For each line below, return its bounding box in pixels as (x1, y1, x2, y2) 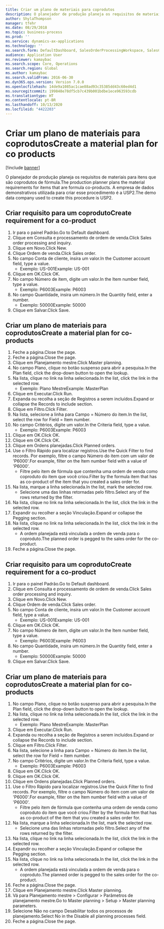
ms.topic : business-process (5, 30, 63, 35)
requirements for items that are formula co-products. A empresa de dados (5, 184, 154, 190)
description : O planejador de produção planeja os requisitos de (5, 12, 141, 17)
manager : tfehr (5, 20, 36, 26)
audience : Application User (5, 52, 63, 58)
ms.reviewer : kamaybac (5, 57, 52, 62)
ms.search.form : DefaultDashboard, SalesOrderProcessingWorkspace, (5, 48, 146, 53)
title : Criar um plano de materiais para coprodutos (5, 7, 115, 12)
